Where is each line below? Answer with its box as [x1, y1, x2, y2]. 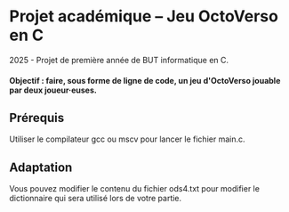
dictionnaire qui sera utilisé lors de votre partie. [9, 193, 182, 204]
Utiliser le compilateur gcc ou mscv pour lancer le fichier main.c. [9, 134, 245, 144]
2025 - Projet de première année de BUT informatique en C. [9, 54, 229, 65]
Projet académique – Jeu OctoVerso [9, 6, 278, 27]
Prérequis [9, 110, 65, 126]
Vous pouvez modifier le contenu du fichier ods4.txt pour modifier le [9, 183, 261, 194]
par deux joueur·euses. [9, 85, 98, 95]
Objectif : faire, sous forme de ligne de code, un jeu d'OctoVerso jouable [9, 75, 281, 86]
